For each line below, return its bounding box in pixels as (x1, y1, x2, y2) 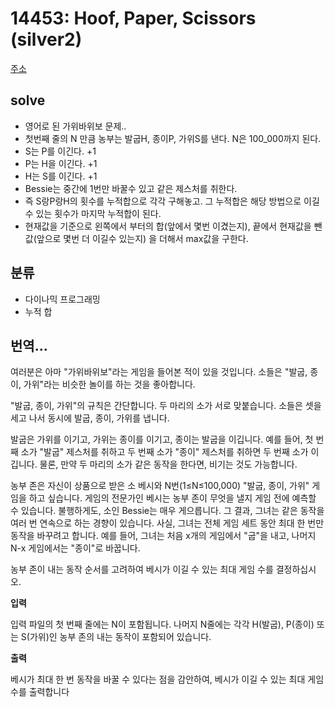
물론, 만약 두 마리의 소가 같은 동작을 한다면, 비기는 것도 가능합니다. (39, 458, 298, 471)
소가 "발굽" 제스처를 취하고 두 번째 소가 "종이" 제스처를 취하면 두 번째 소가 (20, 446, 309, 458)
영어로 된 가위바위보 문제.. (24, 120, 127, 132)
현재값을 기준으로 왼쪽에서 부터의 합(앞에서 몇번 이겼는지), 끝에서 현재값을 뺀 (24, 220, 323, 232)
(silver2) (10, 28, 83, 51)
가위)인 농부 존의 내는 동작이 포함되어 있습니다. (29, 631, 212, 643)
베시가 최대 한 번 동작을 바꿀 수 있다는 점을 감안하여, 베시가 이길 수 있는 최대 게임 (10, 673, 325, 686)
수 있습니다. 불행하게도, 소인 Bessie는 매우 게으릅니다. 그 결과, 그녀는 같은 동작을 (10, 505, 325, 517)
